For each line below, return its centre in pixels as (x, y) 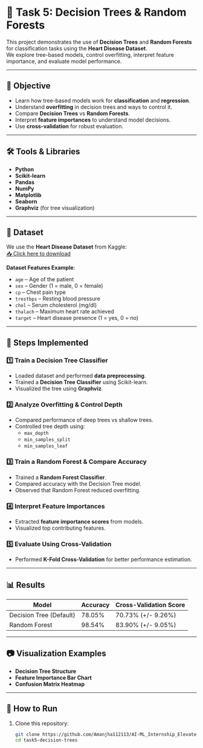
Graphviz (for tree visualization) (55, 207)
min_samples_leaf (46, 446)
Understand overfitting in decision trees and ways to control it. (93, 107)
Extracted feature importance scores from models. (79, 521)
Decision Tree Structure (46, 671)
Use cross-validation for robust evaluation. (69, 126)
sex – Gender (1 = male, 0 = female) (59, 286)
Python (24, 169)
